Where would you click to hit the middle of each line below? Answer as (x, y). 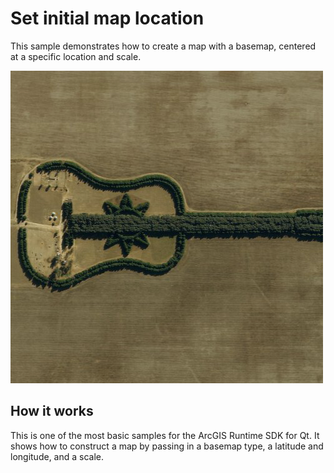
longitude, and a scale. (57, 456)
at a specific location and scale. (76, 56)
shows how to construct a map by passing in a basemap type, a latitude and (167, 446)
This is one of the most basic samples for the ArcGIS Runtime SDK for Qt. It (165, 435)
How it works (52, 411)
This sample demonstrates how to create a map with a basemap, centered (163, 46)
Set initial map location (107, 18)
